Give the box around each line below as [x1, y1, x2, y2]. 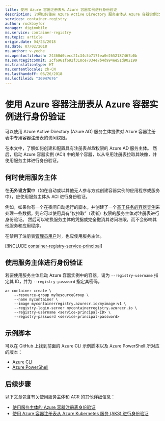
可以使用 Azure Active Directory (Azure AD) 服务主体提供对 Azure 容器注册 [5, 128, 156, 134]
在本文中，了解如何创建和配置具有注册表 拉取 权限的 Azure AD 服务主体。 [5, 145, 152, 151]
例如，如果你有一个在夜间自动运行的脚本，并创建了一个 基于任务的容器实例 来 [5, 204, 160, 210]
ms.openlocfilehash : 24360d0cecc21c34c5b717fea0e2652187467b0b [5, 53, 137, 58]
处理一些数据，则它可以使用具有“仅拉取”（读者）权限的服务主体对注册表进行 [5, 210, 160, 216]
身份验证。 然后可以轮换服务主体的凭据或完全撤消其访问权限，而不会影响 [5, 216, 153, 222]
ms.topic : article [5, 35, 43, 40]
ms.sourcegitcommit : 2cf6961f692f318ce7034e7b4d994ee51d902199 [5, 58, 137, 63]
